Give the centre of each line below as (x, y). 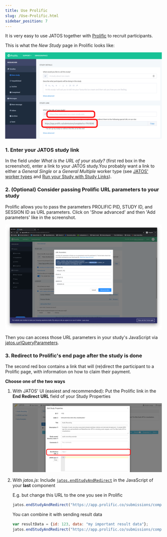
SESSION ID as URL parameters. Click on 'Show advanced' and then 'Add (80, 212)
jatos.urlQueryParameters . (32, 343)
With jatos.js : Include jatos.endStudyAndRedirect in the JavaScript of (83, 480)
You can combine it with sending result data (57, 515)
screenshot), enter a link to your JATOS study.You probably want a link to (80, 166)
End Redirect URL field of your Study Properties (61, 396)
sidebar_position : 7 (27, 21)
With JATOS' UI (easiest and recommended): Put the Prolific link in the (84, 391)
